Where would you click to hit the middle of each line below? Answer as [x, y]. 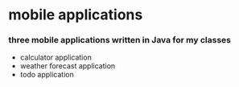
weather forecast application [68, 66]
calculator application [56, 57]
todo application [47, 75]
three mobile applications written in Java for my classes [120, 40]
